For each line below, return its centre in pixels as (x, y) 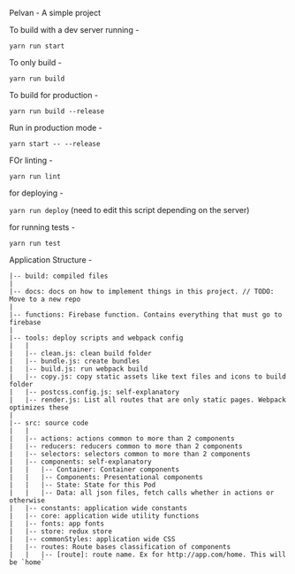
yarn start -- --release (55, 144)
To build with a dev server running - (74, 30)
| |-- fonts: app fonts (57, 524)
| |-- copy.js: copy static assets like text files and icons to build (148, 377)
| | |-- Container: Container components (94, 470)
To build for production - (54, 95)
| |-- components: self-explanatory (80, 462)
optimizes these (39, 408)
